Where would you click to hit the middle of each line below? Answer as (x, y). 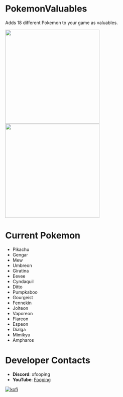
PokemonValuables (46, 9)
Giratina (21, 271)
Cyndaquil (23, 281)
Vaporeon (23, 313)
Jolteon (20, 308)
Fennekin (22, 303)
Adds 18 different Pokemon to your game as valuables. (61, 23)
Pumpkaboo (25, 292)
